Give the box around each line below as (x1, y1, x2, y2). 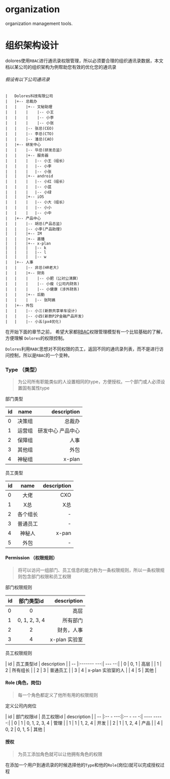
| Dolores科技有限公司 (5, 94, 53, 99)
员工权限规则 (5, 650, 32, 656)
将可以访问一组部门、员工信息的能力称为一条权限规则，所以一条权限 (17, 567, 160, 573)
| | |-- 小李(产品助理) (5, 227, 62, 232)
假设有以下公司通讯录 (5, 76, 50, 82)
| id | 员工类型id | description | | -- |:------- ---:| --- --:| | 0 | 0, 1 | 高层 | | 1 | (5, 661, 162, 667)
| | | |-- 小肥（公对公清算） (5, 276, 80, 281)
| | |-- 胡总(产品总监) (5, 221, 62, 227)
